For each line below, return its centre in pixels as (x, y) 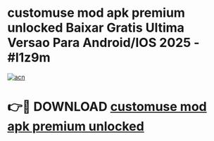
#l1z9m (29, 58)
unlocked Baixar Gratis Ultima (96, 28)
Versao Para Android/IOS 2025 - (103, 43)
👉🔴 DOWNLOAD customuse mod (107, 107)
